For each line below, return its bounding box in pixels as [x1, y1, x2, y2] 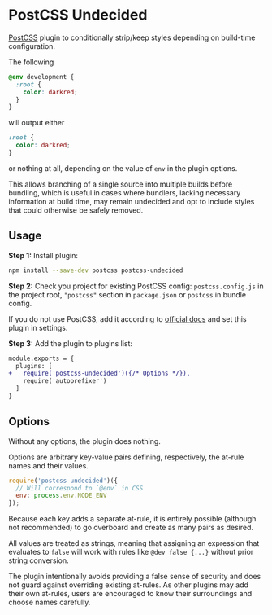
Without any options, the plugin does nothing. [8, 436, 161, 446]
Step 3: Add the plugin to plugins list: [8, 338, 132, 348]
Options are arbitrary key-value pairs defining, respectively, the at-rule [8, 452, 244, 462]
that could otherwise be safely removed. [8, 205, 144, 215]
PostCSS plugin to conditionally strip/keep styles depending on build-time [8, 33, 256, 42]
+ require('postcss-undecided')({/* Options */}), [8, 369, 191, 378]
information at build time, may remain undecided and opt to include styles [8, 196, 255, 206]
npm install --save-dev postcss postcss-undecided [8, 266, 183, 275]
